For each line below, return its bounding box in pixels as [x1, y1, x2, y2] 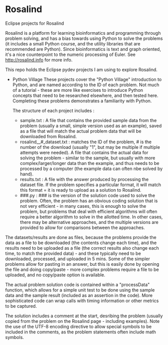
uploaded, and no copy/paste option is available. [5, 271, 105, 278]
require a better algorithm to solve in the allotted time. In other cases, [20, 213, 163, 220]
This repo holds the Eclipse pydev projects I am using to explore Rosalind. [5, 67, 158, 73]
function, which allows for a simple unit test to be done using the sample [5, 286, 155, 293]
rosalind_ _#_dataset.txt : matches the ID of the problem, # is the [20, 139, 152, 145]
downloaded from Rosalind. [20, 133, 77, 139]
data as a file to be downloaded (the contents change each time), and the [5, 240, 157, 246]
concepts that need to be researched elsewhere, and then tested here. [12, 92, 159, 98]
